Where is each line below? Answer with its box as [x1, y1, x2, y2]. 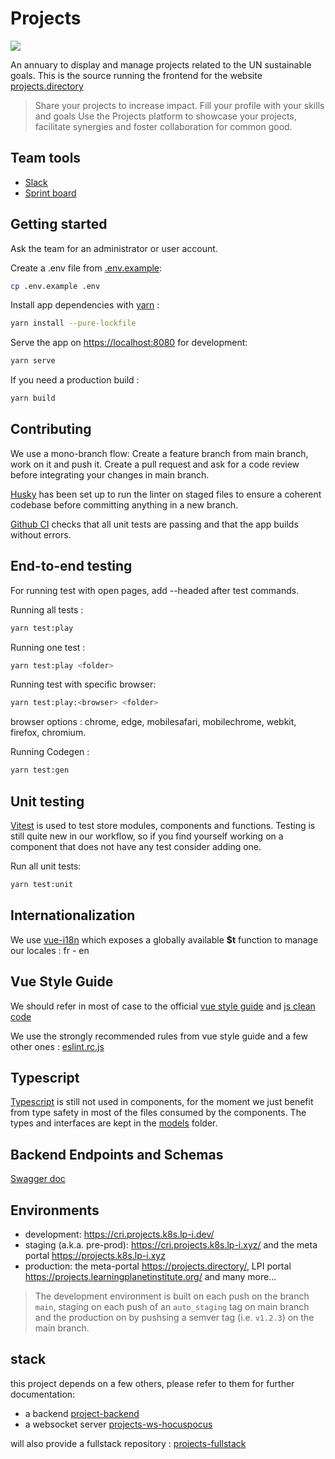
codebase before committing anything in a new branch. [10, 498, 239, 511]
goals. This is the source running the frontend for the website [10, 69, 263, 81]
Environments [10, 1202, 100, 1219]
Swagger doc [10, 1173, 66, 1185]
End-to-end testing [10, 558, 133, 575]
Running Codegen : [10, 746, 90, 758]
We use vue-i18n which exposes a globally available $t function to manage [10, 933, 319, 946]
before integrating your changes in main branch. [10, 468, 210, 481]
